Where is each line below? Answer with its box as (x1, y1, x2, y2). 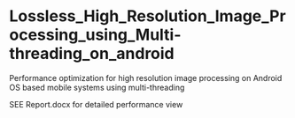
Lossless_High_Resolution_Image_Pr (9, 6, 286, 26)
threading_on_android (9, 44, 175, 63)
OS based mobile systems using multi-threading (9, 82, 185, 92)
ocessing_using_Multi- (9, 25, 182, 45)
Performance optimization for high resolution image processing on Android (9, 72, 283, 83)
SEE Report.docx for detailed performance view (9, 99, 183, 109)
